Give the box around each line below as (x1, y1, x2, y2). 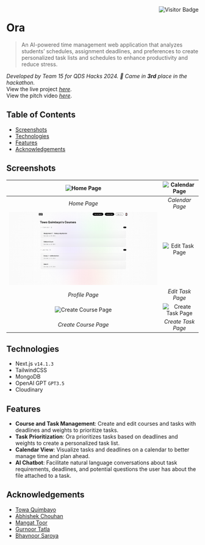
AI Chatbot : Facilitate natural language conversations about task (15, 459, 178, 466)
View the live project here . (6, 85, 72, 92)
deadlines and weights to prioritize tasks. (15, 426, 119, 434)
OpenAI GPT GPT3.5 (15, 379, 65, 387)
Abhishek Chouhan (15, 512, 63, 519)
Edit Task (167, 287, 191, 295)
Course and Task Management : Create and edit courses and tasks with (15, 420, 196, 427)
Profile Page (68, 291, 99, 298)
